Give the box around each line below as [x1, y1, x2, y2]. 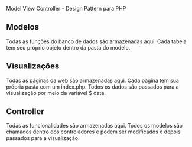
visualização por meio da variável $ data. [6, 89, 106, 96]
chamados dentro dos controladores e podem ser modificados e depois [6, 128, 181, 135]
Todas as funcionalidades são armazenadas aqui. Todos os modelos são [6, 122, 183, 129]
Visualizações [6, 61, 60, 71]
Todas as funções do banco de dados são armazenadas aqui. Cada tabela [6, 38, 187, 45]
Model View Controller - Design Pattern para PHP [6, 5, 126, 12]
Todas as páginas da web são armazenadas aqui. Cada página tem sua [6, 77, 179, 84]
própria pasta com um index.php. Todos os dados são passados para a [6, 83, 179, 90]
